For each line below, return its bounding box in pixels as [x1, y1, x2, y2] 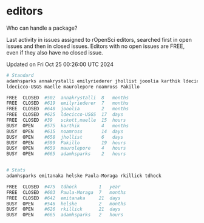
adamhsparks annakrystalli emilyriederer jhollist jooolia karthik [6, 78, 181, 84]
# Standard [6, 72, 34, 78]
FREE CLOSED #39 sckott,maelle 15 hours [6, 117, 126, 124]
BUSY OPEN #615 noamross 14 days [6, 128, 123, 135]
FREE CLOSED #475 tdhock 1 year [6, 184, 121, 190]
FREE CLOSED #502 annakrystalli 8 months [6, 95, 129, 101]
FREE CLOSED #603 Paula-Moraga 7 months [6, 189, 126, 195]
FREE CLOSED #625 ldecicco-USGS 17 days [6, 111, 123, 118]
